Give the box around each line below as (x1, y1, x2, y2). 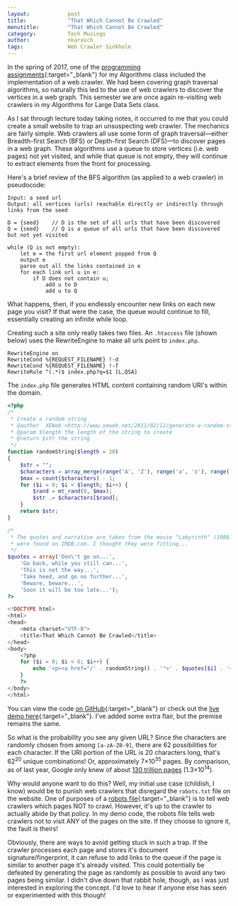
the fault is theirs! (7, 824, 58, 833)
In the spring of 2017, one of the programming (7, 63, 141, 71)
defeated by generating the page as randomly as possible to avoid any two (7, 868, 226, 876)
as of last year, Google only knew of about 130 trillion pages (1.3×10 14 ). (7, 764, 214, 773)
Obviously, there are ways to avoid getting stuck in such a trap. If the (7, 838, 208, 846)
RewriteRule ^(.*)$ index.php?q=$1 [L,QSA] (7, 369, 138, 376)
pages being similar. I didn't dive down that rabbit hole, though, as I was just (7, 876, 229, 884)
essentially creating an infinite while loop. (7, 315, 128, 323)
